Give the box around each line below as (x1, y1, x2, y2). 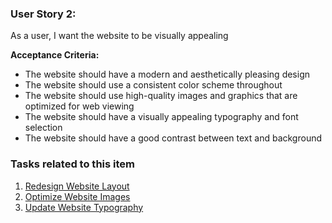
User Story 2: (10, 7, 77, 21)
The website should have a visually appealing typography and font (24, 111, 299, 123)
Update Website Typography (24, 201, 144, 213)
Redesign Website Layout (24, 180, 130, 192)
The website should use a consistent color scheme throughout (24, 79, 283, 91)
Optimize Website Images (24, 190, 131, 202)
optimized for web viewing (24, 100, 135, 112)
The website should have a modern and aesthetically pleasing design (24, 68, 311, 81)
